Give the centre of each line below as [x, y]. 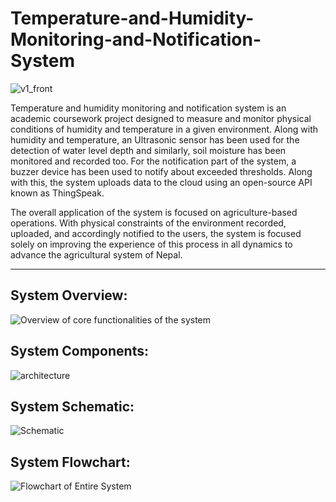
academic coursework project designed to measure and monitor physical [161, 118]
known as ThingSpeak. [57, 193]
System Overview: [69, 295]
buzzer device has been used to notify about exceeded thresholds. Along [161, 171]
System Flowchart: [70, 462]
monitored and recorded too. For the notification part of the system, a [153, 161]
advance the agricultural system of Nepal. [96, 254]
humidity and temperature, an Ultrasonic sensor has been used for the [155, 139]
